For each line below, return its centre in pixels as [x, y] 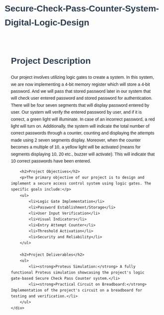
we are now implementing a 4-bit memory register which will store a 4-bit [81, 84]
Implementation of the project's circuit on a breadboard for [77, 291]
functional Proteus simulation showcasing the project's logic [78, 273]
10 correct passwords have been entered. [51, 161]
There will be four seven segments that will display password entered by [80, 105]
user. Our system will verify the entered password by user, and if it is [77, 112]
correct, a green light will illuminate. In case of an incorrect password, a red [83, 119]
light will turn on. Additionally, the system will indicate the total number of [80, 126]
